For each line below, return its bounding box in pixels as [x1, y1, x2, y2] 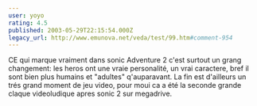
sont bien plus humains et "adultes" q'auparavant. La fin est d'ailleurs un [8, 72, 247, 81]
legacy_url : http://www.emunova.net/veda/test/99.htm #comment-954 [8, 33, 233, 42]
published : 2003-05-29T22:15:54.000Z [8, 26, 134, 34]
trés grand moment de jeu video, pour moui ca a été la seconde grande [8, 81, 242, 90]
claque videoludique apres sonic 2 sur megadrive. [8, 89, 173, 99]
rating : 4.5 [8, 19, 48, 27]
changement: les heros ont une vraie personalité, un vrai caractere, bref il [8, 64, 249, 74]
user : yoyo [8, 11, 45, 20]
